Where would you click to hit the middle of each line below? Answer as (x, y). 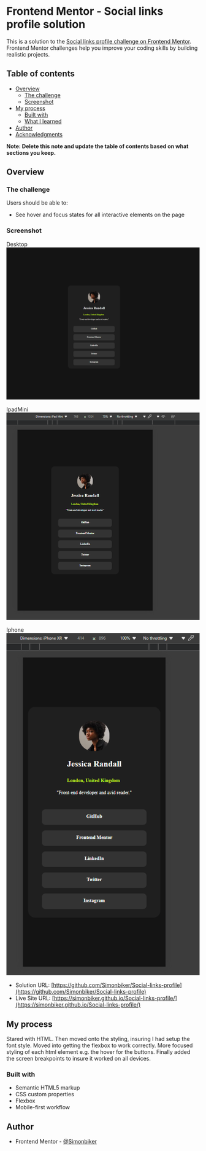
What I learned (43, 121)
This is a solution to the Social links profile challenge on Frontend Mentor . (99, 41)
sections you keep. (31, 152)
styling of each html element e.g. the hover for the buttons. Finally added (98, 1051)
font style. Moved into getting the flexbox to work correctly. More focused (100, 1045)
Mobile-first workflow (43, 1107)
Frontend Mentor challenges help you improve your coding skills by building (102, 48)
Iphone (15, 630)
